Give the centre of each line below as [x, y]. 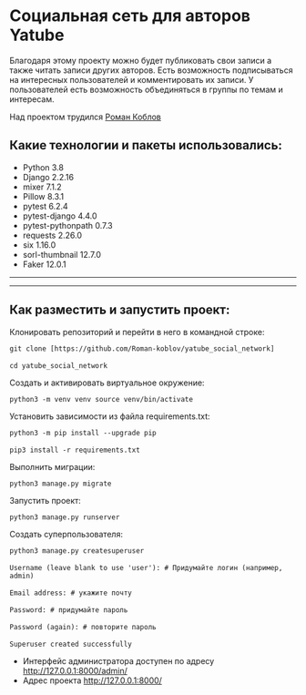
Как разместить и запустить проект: [120, 310]
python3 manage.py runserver [65, 517]
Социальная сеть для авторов [130, 16]
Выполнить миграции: [52, 466]
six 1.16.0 [39, 245]
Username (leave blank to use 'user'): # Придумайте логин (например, [146, 567]
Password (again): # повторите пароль [83, 627]
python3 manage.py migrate [61, 484]
